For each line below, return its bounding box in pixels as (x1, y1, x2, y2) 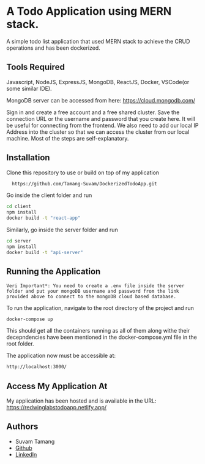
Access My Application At (6, 381, 108, 391)
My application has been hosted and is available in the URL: (6, 397, 157, 404)
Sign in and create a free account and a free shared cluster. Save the (6, 109, 180, 116)
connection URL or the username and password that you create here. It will (6, 115, 196, 122)
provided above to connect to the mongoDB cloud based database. (6, 293, 176, 300)
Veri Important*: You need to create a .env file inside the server (6, 282, 185, 289)
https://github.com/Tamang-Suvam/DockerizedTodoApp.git (12, 180, 157, 187)
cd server (6, 238, 32, 244)
